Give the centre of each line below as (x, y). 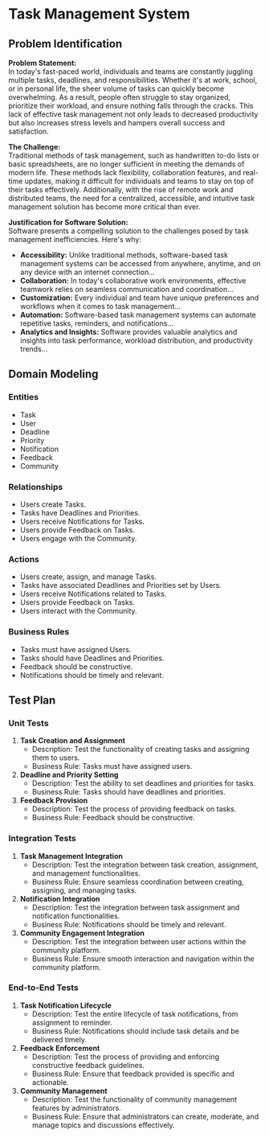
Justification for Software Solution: (68, 222)
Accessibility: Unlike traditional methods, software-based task (124, 255)
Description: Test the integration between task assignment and (136, 907)
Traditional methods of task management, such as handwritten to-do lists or (134, 155)
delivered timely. (59, 1039)
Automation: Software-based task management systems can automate (138, 315)
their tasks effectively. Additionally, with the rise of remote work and (121, 189)
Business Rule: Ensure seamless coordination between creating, (138, 881)
